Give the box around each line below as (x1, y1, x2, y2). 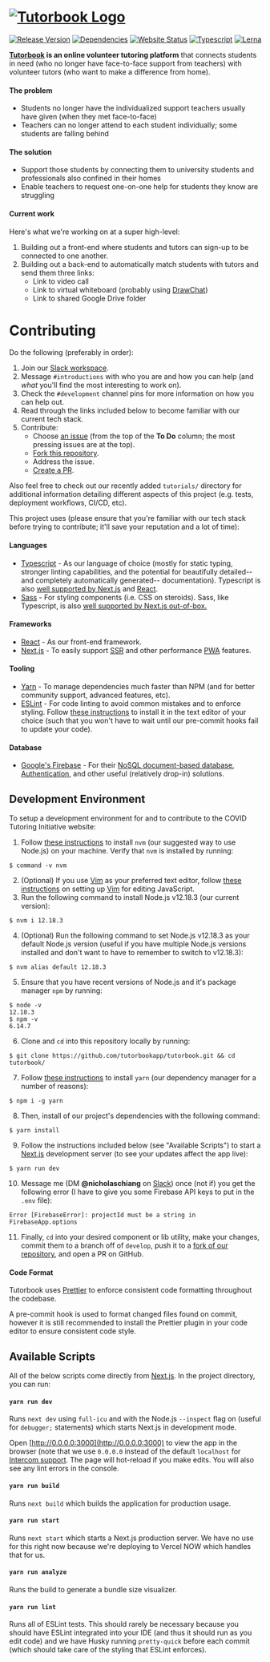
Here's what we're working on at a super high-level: (9, 227, 180, 236)
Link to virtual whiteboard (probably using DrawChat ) (32, 284, 208, 294)
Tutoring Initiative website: (9, 822, 96, 832)
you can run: (9, 1379, 51, 1390)
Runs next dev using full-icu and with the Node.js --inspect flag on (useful (9, 1414, 261, 1424)
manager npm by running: (20, 986, 103, 995)
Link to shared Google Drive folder (32, 293, 147, 303)
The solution (9, 147, 52, 156)
